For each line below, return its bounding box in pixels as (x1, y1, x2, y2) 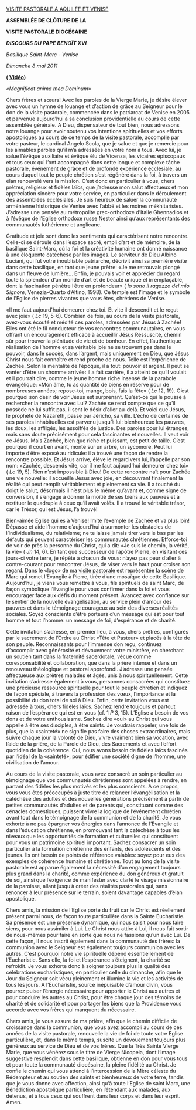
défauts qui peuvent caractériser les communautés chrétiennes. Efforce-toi (6, 536, 187, 543)
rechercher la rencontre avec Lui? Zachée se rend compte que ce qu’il (6, 400, 176, 407)
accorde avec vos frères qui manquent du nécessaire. (6, 1006, 136, 1013)
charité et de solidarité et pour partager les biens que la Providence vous (6, 1000, 182, 1007)
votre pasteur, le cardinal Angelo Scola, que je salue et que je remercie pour (6, 140, 189, 147)
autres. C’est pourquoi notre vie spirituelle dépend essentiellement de (6, 950, 174, 957)
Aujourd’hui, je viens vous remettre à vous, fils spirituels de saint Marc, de (6, 580, 184, 586)
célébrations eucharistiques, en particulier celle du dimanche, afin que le (6, 969, 182, 976)
